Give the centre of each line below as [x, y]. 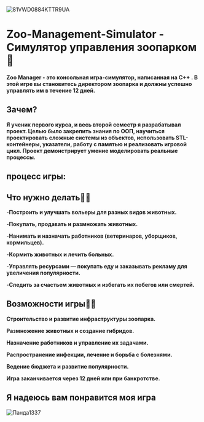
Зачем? [22, 110]
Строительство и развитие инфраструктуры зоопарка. [81, 319]
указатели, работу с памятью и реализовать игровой [115, 144]
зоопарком [167, 48]
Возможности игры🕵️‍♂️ [51, 304]
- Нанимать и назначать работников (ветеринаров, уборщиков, [92, 236]
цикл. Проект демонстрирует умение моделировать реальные [92, 150]
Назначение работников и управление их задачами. [77, 342]
